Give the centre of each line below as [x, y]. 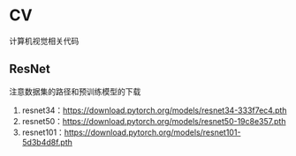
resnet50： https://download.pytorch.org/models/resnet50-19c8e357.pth [154, 121]
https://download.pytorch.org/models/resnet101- [152, 132]
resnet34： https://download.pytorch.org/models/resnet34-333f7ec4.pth [154, 110]
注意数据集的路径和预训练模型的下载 [75, 91]
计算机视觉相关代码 [44, 41]
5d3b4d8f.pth [47, 142]
